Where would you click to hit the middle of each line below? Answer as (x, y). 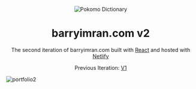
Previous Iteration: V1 (101, 67)
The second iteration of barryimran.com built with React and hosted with (101, 50)
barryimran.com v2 (101, 33)
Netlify (101, 56)
